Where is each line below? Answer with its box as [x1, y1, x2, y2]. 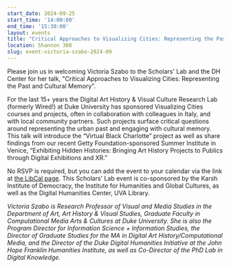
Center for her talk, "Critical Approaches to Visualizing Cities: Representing [7, 74, 220, 82]
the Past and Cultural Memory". [7, 82, 96, 90]
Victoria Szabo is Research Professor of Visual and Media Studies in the [7, 202, 212, 210]
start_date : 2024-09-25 [7, 10, 76, 17]
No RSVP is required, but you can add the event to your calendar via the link [7, 166, 222, 175]
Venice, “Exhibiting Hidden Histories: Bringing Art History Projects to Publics [7, 146, 223, 155]
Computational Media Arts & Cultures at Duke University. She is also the [7, 216, 212, 225]
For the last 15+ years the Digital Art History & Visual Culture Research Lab [7, 95, 218, 103]
